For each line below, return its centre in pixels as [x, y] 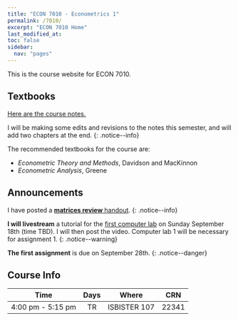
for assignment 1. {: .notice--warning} [63, 239]
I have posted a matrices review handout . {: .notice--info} [93, 210]
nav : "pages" [33, 54]
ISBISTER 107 [131, 307]
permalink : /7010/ [35, 21]
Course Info [34, 275]
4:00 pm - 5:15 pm [44, 307]
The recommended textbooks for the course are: [79, 149]
